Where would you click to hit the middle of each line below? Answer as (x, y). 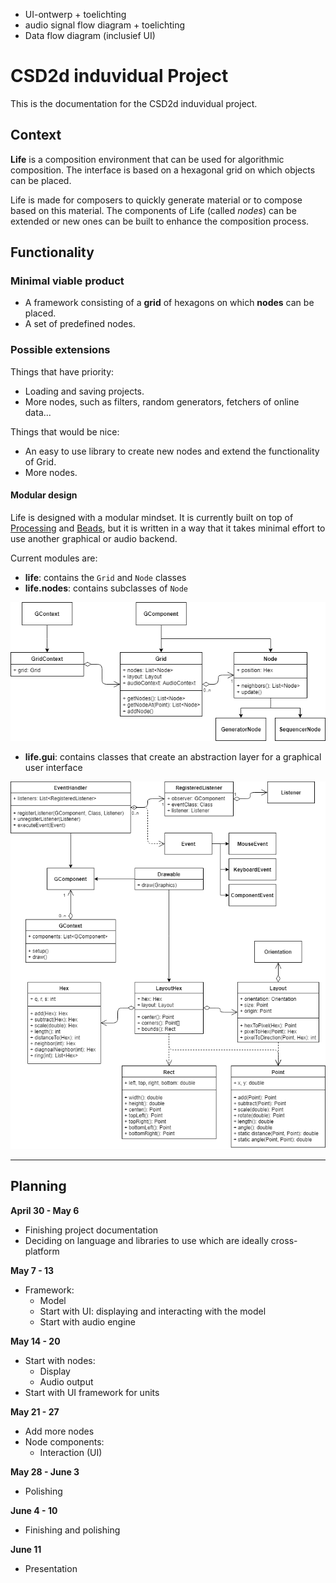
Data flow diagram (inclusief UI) (90, 35)
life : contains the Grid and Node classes (105, 577)
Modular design (44, 495)
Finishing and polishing (72, 1530)
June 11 (26, 1549)
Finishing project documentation (91, 1230)
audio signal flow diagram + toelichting (104, 25)
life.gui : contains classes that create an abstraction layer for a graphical (173, 757)
